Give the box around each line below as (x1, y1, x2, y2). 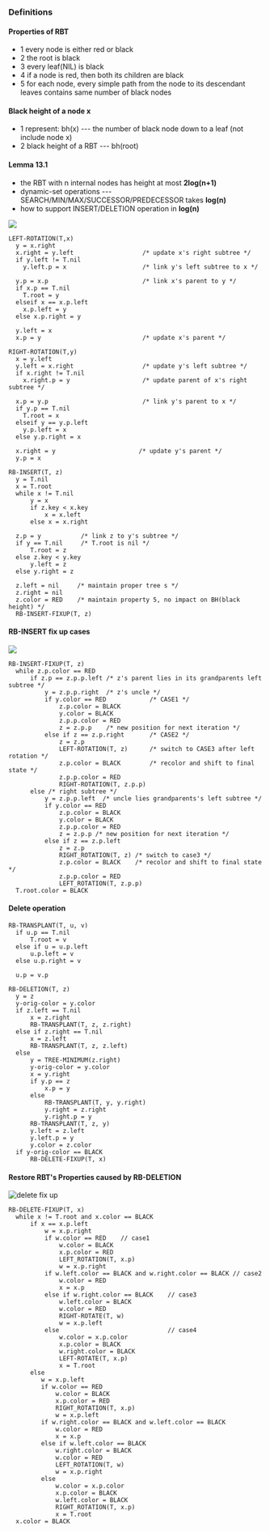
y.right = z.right (44, 1106, 107, 1114)
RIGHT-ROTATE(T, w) (59, 1312, 125, 1321)
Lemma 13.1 (8, 159, 49, 169)
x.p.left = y (23, 305, 67, 313)
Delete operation (8, 903, 66, 913)
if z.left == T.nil (15, 1006, 82, 1014)
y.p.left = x (23, 426, 67, 434)
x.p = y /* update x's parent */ (15, 333, 226, 342)
